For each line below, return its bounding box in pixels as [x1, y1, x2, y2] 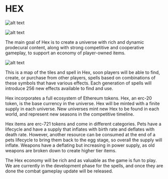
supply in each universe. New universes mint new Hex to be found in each [5, 106, 159, 112]
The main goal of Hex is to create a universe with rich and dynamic [5, 39, 144, 45]
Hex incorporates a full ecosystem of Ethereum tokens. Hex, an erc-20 [5, 95, 152, 101]
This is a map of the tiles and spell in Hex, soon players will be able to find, [5, 69, 160, 75]
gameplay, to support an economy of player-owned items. [5, 50, 126, 56]
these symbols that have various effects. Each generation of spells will [5, 80, 152, 86]
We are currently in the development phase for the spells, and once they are [5, 162, 163, 168]
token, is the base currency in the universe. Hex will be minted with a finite [5, 100, 160, 106]
